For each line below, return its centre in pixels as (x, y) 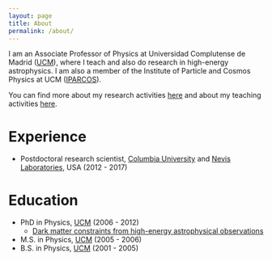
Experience (47, 136)
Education (43, 200)
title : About (30, 23)
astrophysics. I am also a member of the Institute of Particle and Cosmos (130, 71)
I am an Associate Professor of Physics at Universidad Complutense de (127, 54)
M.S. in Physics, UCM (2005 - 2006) (81, 240)
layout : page (30, 16)
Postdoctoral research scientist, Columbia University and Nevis (125, 159)
